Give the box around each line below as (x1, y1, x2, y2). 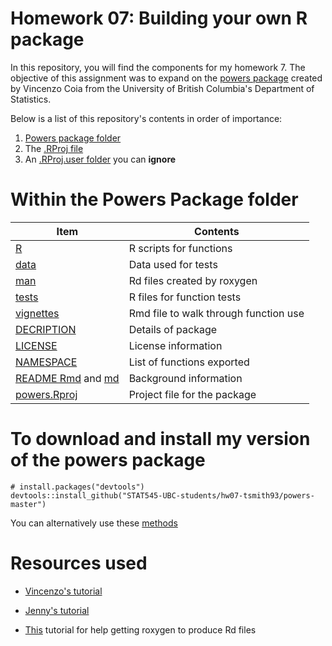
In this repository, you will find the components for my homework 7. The (10, 61, 306, 73)
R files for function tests (128, 290, 242, 304)
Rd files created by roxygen (128, 273, 258, 287)
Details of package (128, 322, 218, 336)
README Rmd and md (15, 371, 120, 385)
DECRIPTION (15, 322, 77, 336)
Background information (128, 371, 243, 385)
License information (128, 338, 223, 352)
